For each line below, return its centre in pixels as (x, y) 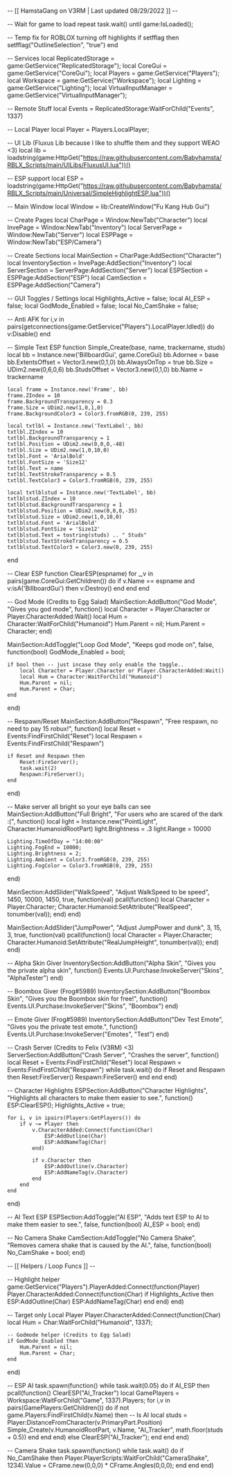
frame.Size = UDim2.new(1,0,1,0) (55, 408)
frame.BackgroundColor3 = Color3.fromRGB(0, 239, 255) (88, 414)
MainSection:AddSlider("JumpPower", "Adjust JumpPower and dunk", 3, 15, (114, 928)
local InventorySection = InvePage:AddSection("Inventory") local (100, 263)
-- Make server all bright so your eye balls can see (79, 807)
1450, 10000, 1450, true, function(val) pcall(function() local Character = (109, 899)
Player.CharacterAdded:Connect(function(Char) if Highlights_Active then (110, 1294)
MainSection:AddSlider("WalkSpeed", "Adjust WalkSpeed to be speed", (108, 892)
